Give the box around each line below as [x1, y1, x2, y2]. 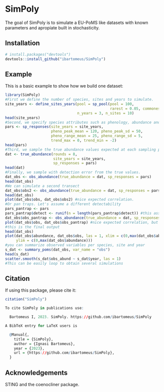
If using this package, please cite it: [5, 287, 77, 293]
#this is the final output [5, 224, 60, 230]
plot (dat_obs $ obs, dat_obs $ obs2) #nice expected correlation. [5, 197, 134, 202]
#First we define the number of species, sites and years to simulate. [5, 97, 154, 102]
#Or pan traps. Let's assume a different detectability [5, 202, 121, 207]
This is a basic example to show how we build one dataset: [5, 83, 123, 89]
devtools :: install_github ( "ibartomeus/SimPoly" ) [5, 56, 106, 62]
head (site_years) [5, 115, 41, 120]
